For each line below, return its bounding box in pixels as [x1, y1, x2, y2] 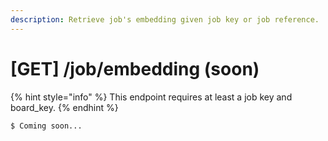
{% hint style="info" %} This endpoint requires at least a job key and [10, 91, 293, 103]
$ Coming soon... [10, 121, 83, 131]
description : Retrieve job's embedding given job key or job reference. [10, 14, 320, 25]
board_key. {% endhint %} [10, 101, 119, 113]
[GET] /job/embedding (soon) [10, 57, 260, 80]
